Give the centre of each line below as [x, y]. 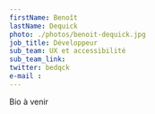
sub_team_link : [38, 59]
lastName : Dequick [43, 26]
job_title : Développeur [54, 43]
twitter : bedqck [39, 68]
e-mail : [26, 76]
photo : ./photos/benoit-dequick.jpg [77, 34]
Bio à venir [29, 101]
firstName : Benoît [43, 18]
